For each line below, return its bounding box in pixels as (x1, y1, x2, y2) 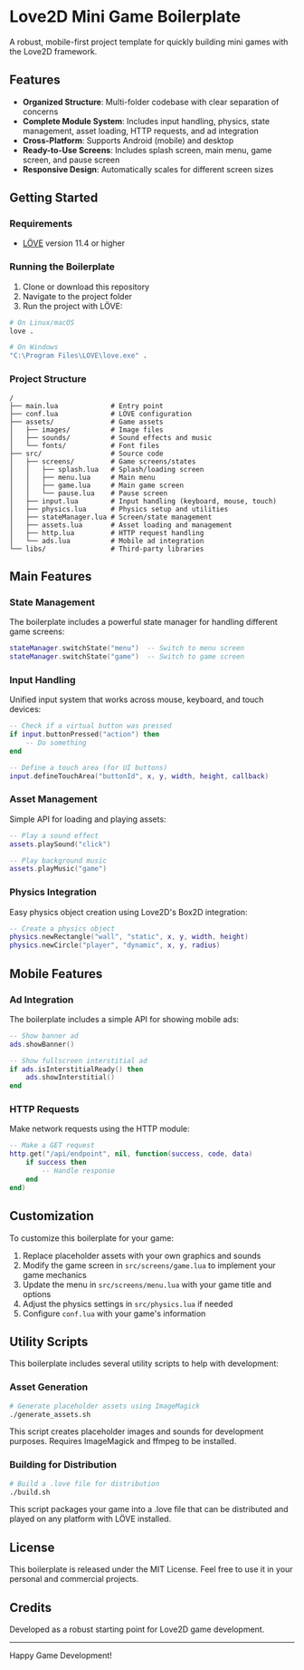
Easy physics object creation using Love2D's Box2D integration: (9, 906, 248, 917)
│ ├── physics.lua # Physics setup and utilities (9, 504, 229, 513)
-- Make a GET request (9, 1141, 95, 1150)
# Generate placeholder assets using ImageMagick (9, 1401, 201, 1411)
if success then (25, 1158, 88, 1167)
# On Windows (9, 343, 59, 352)
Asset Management (9, 793, 98, 806)
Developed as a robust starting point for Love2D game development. (9, 1624, 265, 1635)
